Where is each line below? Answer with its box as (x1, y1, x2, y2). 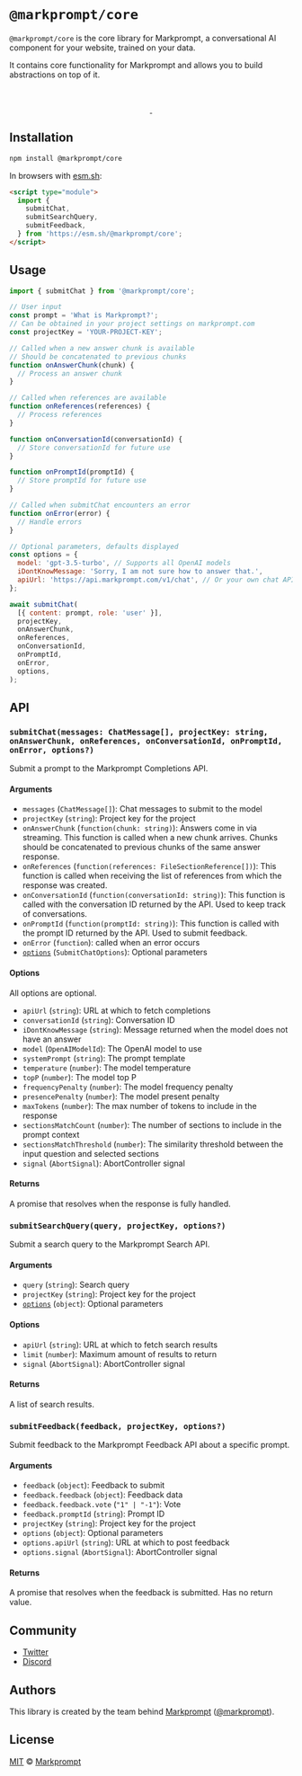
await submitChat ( (9, 599, 78, 608)
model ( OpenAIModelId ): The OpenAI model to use (22, 1043, 202, 1053)
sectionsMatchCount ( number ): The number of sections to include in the (22, 1119, 282, 1130)
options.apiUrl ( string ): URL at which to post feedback (22, 1537, 230, 1548)
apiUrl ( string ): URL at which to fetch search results (22, 1339, 218, 1350)
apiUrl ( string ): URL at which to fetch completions (22, 1005, 211, 1016)
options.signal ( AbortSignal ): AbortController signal (22, 1547, 218, 1558)
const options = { (9, 550, 78, 559)
